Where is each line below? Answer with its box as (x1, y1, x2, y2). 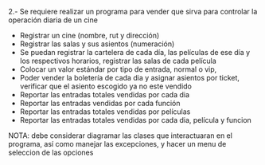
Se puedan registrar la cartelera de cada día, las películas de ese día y (19, 48, 251, 57)
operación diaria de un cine (8, 15, 98, 25)
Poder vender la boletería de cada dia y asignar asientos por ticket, (19, 73, 240, 82)
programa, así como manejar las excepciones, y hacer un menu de (8, 139, 227, 148)
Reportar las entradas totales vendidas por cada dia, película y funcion (19, 116, 252, 124)
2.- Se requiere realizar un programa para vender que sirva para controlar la (8, 7, 258, 16)
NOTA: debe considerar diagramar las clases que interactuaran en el (8, 131, 233, 140)
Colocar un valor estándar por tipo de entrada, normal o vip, (19, 65, 217, 74)
